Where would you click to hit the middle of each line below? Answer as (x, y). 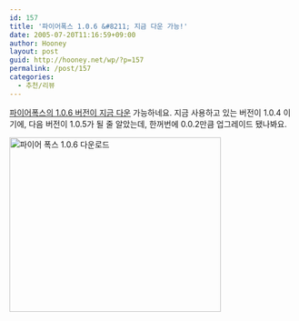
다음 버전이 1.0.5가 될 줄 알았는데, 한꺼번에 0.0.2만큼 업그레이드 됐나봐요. (158, 124)
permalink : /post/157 (50, 69)
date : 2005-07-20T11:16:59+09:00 (73, 35)
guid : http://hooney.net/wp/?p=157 (77, 60)
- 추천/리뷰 (36, 85)
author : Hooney (38, 43)
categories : (32, 77)
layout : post (34, 52)
